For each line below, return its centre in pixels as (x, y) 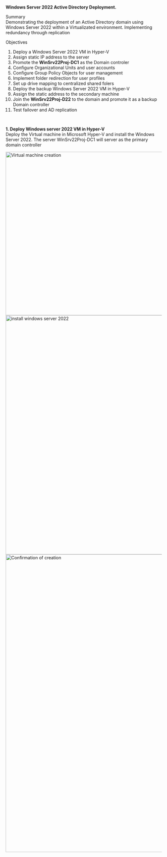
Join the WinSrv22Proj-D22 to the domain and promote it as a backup (85, 99)
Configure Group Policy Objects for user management (68, 73)
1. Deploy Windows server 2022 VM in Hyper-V (55, 129)
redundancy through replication (38, 33)
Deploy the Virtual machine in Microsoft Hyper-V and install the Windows (80, 134)
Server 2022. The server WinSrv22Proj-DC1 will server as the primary (77, 139)
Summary (16, 17)
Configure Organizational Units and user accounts (64, 67)
